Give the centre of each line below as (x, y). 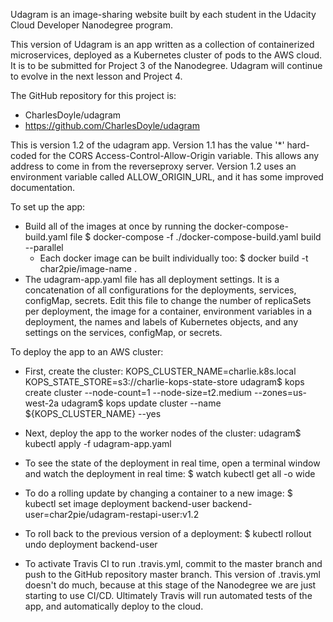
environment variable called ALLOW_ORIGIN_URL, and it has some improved (167, 177)
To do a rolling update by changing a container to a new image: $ (158, 493)
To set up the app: (48, 207)
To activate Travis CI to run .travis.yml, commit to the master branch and (173, 563)
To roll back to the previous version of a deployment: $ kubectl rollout (168, 533)
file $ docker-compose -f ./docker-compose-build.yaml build (195, 237)
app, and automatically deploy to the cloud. (114, 606)
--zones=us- (281, 392)
